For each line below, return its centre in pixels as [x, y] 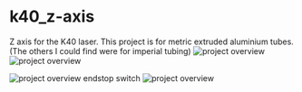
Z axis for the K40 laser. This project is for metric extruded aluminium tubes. [152, 41]
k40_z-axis [52, 17]
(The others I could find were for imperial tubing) [101, 51]
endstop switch [112, 78]
